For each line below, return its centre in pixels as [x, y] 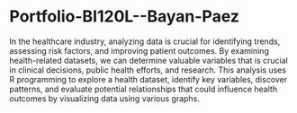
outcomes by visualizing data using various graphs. [105, 98]
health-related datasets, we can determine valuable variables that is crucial [148, 60]
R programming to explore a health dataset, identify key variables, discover [148, 79]
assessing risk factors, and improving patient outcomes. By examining [139, 50]
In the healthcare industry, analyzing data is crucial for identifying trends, [145, 41]
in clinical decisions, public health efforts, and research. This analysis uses [148, 70]
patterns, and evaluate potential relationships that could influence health [143, 89]
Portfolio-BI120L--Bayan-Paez [125, 17]
